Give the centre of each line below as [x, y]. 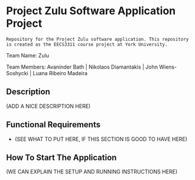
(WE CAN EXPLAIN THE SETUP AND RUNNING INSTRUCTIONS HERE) [92, 172]
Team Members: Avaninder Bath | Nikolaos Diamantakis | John [82, 67]
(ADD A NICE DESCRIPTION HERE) [48, 106]
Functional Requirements [53, 125]
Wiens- [168, 67]
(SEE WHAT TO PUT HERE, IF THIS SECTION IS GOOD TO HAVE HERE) [101, 139]
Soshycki [17, 73]
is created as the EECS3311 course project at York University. [87, 44]
